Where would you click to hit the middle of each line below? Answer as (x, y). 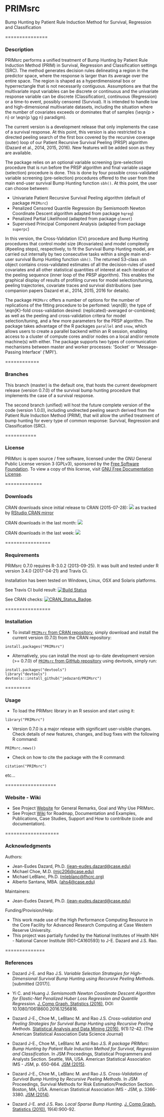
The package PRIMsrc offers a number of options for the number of (72, 300)
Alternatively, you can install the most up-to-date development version (83, 655)
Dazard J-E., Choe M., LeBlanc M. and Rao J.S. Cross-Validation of (80, 1073)
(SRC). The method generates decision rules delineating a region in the (77, 71)
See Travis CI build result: (31, 590)
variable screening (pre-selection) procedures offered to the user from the (80, 178)
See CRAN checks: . (49, 599)
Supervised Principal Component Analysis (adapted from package (79, 224)
